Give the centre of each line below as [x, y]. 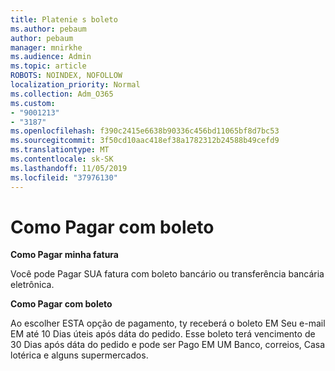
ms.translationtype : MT [60, 150]
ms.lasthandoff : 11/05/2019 [69, 168]
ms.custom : [33, 103]
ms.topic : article [48, 66]
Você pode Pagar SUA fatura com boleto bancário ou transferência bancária [167, 274]
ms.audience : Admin [51, 57]
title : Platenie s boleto [64, 19]
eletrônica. [32, 285]
